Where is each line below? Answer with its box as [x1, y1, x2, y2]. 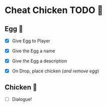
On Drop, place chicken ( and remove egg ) [12, 68, 99, 74]
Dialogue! [12, 96, 32, 102]
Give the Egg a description [12, 58, 67, 64]
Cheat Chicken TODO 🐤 [5, 5, 103, 16]
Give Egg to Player [12, 38, 51, 44]
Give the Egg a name [12, 48, 56, 54]
